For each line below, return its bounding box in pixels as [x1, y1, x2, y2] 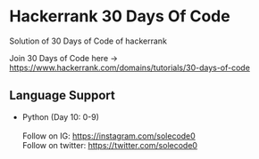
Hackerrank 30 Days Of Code [9, 6, 230, 27]
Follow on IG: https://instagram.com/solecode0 [21, 131, 196, 141]
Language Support [9, 88, 116, 103]
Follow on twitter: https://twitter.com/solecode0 [21, 139, 198, 150]
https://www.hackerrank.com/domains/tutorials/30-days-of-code [9, 62, 250, 73]
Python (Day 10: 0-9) [21, 111, 100, 122]
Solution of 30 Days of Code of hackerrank [9, 36, 168, 46]
